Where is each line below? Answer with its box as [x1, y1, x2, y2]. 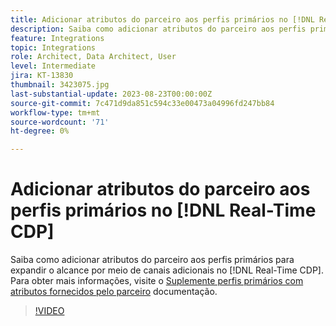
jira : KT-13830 [10, 71, 74, 81]
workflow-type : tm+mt [10, 107, 101, 118]
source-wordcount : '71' [10, 117, 110, 127]
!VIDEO [34, 305, 65, 317]
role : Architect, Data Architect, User [10, 52, 177, 62]
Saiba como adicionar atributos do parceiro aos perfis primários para [10, 254, 295, 266]
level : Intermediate [10, 61, 97, 71]
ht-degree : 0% [10, 126, 70, 136]
